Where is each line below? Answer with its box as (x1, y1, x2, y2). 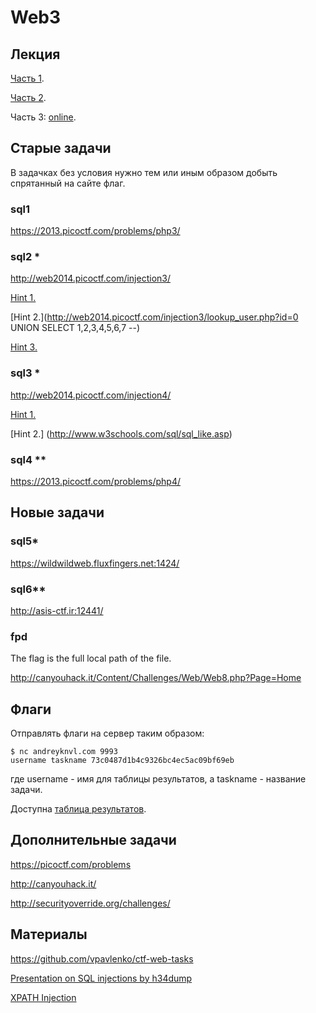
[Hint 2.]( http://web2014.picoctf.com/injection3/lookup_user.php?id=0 (10, 311, 299, 323)
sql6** (10, 582, 47, 596)
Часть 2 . (10, 92, 47, 103)
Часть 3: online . (10, 111, 77, 123)
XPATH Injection (10, 991, 77, 1003)
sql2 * (10, 250, 41, 264)
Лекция (10, 46, 61, 63)
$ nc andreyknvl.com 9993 (10, 747, 118, 757)
